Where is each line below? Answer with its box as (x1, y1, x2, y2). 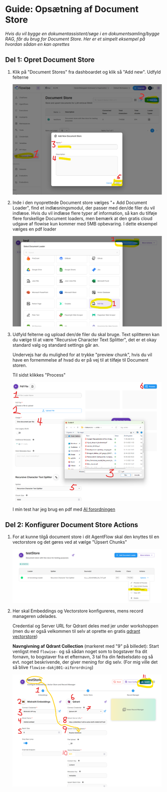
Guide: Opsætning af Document (5, 3, 139, 15)
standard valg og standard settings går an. (12, 342, 99, 348)
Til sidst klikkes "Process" (12, 372, 66, 378)
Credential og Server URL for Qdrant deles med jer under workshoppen (12, 623, 159, 629)
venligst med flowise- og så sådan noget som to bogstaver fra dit (12, 648, 148, 654)
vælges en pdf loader (12, 226, 57, 232)
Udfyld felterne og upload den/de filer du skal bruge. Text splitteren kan (12, 332, 160, 338)
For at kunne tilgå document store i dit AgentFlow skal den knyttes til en (12, 534, 160, 540)
